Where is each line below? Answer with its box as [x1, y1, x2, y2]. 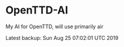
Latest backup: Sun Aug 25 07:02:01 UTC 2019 [5, 34, 119, 41]
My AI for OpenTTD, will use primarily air [5, 23, 103, 30]
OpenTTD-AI [5, 4, 68, 17]
